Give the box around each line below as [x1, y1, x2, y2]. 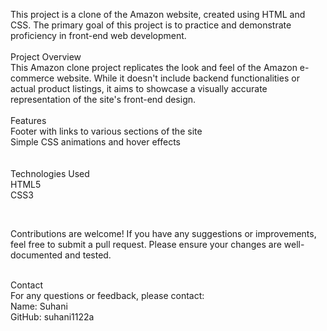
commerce [10, 72, 55, 84]
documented [10, 249, 63, 261]
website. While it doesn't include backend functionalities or [56, 72, 300, 84]
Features [10, 115, 47, 126]
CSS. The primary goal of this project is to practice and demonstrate [10, 19, 292, 31]
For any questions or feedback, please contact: [10, 290, 205, 301]
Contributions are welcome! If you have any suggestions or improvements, [10, 228, 317, 239]
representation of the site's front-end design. [10, 94, 197, 105]
